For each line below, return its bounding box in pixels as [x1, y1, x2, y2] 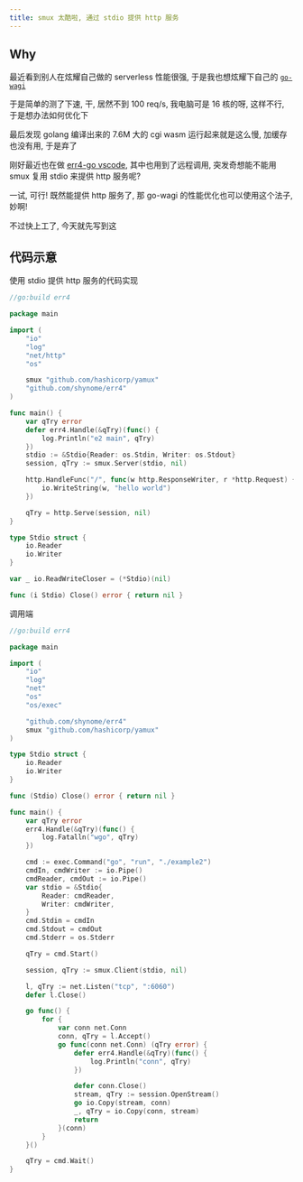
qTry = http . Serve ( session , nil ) [25, 508, 151, 517]
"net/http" [25, 351, 67, 360]
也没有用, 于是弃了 [9, 141, 78, 152]
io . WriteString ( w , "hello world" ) [41, 484, 171, 493]
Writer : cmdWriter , [41, 900, 115, 909]
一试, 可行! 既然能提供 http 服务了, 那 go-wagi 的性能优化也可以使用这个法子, [9, 190, 293, 201]
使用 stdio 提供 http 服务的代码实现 [9, 275, 138, 286]
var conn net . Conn [57, 1023, 127, 1033]
